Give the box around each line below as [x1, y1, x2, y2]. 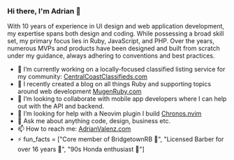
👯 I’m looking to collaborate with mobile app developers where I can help [17, 95, 227, 103]
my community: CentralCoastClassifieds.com [17, 72, 148, 81]
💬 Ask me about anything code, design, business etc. [17, 117, 171, 125]
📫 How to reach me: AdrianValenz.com [17, 125, 131, 133]
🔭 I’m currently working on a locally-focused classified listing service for [17, 65, 226, 74]
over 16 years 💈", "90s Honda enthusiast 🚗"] [17, 145, 145, 154]
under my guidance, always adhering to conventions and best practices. [7, 51, 215, 60]
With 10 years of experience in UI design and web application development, [7, 22, 225, 31]
